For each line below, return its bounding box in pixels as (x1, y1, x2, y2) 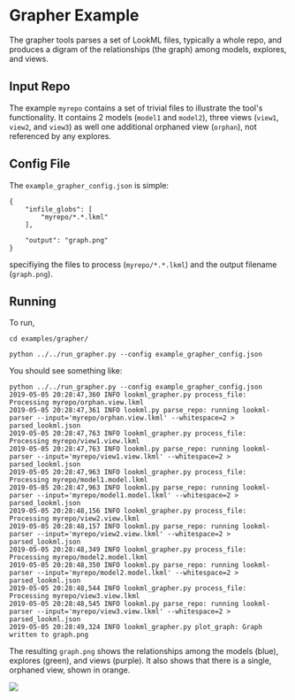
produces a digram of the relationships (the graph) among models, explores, (9, 43, 287, 54)
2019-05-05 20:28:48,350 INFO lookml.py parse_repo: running (9, 561, 239, 570)
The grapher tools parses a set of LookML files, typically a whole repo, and (9, 35, 283, 45)
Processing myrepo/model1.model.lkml (9, 475, 148, 485)
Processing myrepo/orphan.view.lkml (9, 398, 144, 407)
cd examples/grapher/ (9, 335, 89, 343)
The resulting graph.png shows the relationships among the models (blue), (9, 646, 279, 657)
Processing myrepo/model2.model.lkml (9, 553, 148, 562)
